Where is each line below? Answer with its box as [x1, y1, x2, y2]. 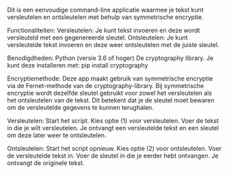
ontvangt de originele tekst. [7, 159, 85, 166]
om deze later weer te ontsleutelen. [7, 131, 107, 139]
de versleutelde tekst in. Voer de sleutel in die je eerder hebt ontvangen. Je [7, 151, 219, 160]
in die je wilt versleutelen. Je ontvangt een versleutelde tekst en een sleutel [7, 124, 219, 132]
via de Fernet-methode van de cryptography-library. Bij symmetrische [7, 82, 204, 89]
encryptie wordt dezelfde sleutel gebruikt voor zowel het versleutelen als [7, 89, 213, 97]
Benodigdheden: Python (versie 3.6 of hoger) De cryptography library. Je [7, 54, 214, 62]
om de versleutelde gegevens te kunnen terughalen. [7, 104, 154, 111]
